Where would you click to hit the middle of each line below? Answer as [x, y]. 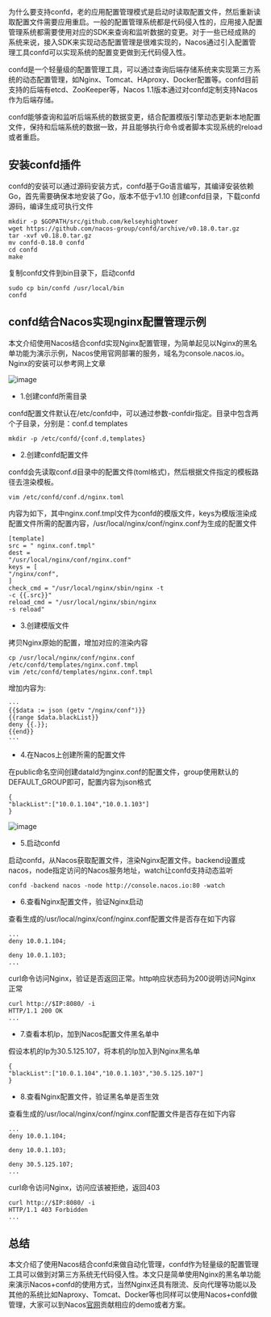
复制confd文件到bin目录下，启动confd [72, 272]
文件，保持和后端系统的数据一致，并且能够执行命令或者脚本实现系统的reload [135, 127]
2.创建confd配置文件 [54, 454]
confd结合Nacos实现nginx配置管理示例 [107, 322]
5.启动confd [40, 843]
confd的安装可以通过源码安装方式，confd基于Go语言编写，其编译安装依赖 [131, 186]
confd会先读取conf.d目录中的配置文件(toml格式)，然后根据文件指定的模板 [130, 472]
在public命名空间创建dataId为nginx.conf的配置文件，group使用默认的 [124, 772]
